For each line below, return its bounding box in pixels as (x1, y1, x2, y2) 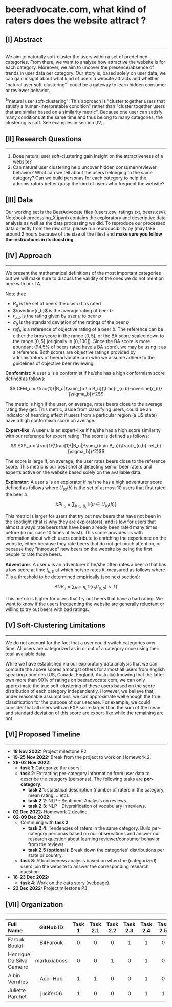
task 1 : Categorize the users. (20, 765, 81, 771)
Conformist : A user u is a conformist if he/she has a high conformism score (5, 370, 165, 376)
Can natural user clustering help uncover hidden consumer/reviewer (12, 164, 157, 170)
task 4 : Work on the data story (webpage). (20, 879, 111, 886)
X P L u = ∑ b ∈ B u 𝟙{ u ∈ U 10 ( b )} (55, 501, 117, 509)
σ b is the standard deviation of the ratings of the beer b (12, 319, 130, 327)
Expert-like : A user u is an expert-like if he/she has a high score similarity (5, 427, 161, 433)
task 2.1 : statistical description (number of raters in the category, (28, 787, 165, 793)
